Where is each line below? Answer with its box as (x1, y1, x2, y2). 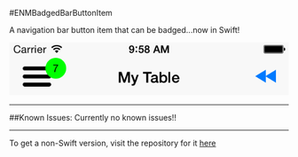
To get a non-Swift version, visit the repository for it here (9, 137, 216, 148)
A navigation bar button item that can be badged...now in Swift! (9, 25, 240, 35)
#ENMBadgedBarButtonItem (9, 8, 113, 18)
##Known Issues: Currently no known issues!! (9, 112, 177, 122)
